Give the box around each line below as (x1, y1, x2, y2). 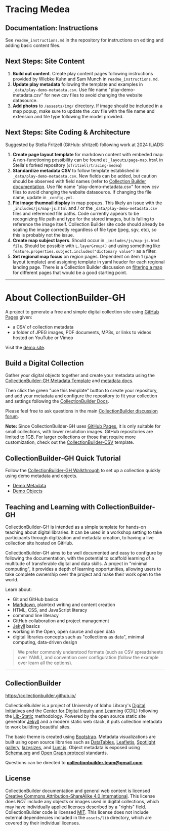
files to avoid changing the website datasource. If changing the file (12, 189, 152, 195)
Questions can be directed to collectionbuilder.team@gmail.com (5, 759, 143, 765)
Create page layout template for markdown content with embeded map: (12, 151, 164, 157)
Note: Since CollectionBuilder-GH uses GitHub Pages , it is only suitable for (5, 423, 161, 429)
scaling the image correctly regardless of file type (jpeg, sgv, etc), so (12, 226, 157, 233)
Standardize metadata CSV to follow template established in (12, 167, 140, 173)
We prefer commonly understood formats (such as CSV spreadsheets (17, 649, 163, 655)
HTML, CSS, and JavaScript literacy (12, 607, 88, 613)
